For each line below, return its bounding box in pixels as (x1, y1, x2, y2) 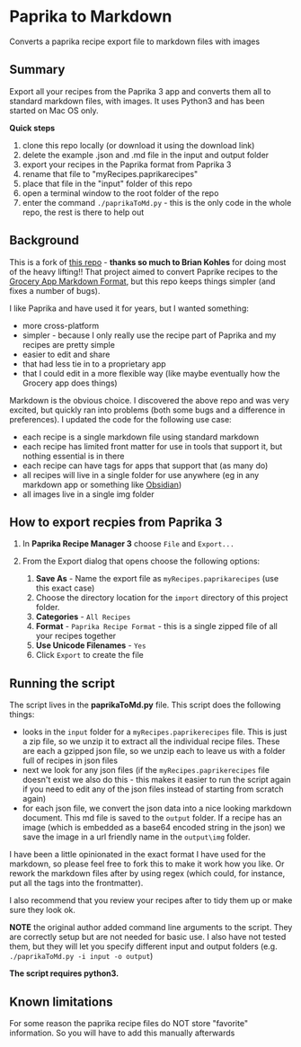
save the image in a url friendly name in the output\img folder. (22, 831, 251, 842)
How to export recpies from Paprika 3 (9, 514, 223, 529)
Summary (9, 62, 66, 77)
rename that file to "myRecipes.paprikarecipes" (22, 168, 199, 179)
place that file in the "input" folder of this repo (22, 178, 193, 189)
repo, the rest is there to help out (22, 207, 145, 217)
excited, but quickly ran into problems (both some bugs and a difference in (9, 404, 286, 415)
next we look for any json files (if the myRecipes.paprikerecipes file (22, 765, 270, 776)
